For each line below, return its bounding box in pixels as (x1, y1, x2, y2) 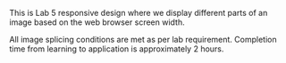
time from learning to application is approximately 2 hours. (9, 43, 224, 54)
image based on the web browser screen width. (9, 17, 185, 28)
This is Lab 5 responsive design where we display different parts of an (9, 8, 268, 18)
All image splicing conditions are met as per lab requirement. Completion (9, 35, 277, 44)
